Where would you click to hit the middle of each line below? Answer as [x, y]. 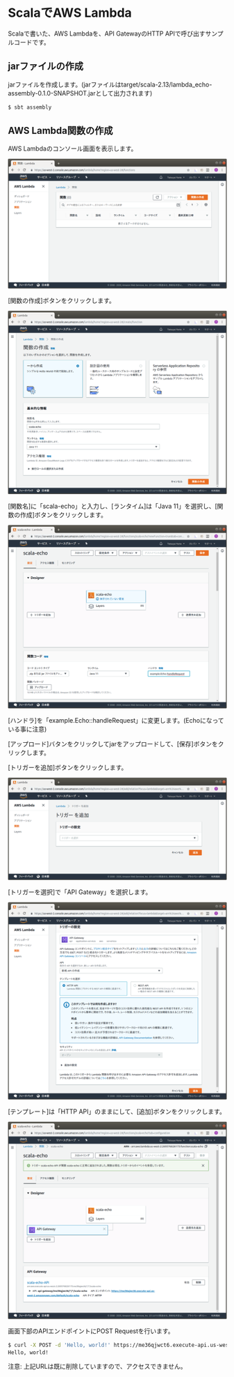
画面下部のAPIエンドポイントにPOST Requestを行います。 [91, 1331]
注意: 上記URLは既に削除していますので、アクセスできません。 [97, 1367]
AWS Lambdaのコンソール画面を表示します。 [73, 148]
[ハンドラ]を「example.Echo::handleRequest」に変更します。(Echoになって [116, 720]
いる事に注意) [27, 729]
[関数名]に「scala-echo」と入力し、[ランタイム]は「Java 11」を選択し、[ [112, 506]
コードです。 [32, 42]
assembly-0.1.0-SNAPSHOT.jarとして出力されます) [80, 93]
